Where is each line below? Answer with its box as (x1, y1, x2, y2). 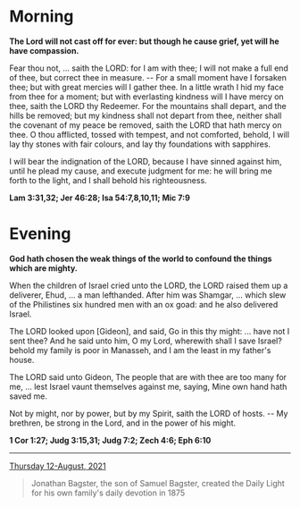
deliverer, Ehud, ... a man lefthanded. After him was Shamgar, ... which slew (9, 289, 287, 300)
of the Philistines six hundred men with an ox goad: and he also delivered (9, 299, 279, 309)
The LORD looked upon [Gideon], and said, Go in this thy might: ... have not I (9, 325, 290, 336)
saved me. (9, 391, 47, 401)
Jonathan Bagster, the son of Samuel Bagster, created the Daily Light (30, 477, 286, 488)
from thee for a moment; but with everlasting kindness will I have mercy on (9, 91, 284, 102)
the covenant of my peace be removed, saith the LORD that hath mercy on (9, 119, 283, 131)
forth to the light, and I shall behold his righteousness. (9, 174, 207, 185)
